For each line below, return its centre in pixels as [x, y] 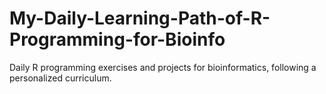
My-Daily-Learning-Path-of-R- [140, 18]
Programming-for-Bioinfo [117, 39]
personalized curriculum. [60, 78]
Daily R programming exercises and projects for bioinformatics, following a [163, 67]
